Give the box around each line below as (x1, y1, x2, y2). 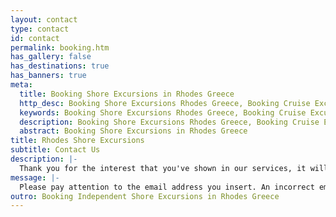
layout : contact (10, 14, 78, 25)
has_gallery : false (10, 52, 92, 62)
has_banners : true (10, 71, 87, 81)
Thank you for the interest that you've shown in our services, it (19, 163, 307, 173)
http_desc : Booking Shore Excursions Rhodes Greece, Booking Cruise (19, 98, 311, 108)
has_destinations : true (10, 61, 110, 71)
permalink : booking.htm (10, 42, 110, 53)
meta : (10, 80, 33, 90)
